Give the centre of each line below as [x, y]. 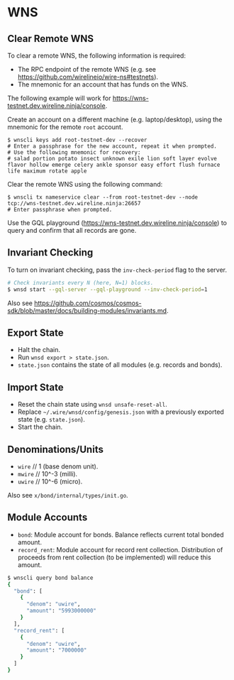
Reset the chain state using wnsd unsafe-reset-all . [93, 405]
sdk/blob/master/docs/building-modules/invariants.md [87, 310]
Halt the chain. [39, 350]
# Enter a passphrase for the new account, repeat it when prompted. [112, 146]
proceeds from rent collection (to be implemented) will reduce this [114, 557]
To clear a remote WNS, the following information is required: [97, 55]
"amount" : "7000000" [56, 650]
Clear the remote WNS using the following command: [85, 184]
